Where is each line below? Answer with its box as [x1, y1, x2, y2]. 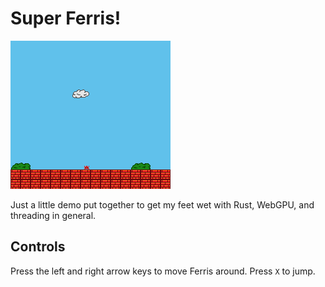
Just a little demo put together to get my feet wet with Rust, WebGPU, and [10, 198, 315, 211]
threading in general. [10, 209, 97, 221]
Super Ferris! [10, 7, 122, 30]
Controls [10, 238, 66, 256]
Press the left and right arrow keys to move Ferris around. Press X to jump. [10, 265, 316, 277]
